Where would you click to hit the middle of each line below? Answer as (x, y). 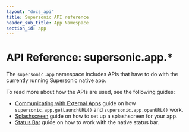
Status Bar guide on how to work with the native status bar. (87, 122)
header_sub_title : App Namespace (48, 23)
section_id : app (26, 28)
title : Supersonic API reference (48, 17)
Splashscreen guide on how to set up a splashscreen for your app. (96, 116)
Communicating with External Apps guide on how (75, 103)
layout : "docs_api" (30, 12)
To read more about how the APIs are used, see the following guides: (91, 92)
